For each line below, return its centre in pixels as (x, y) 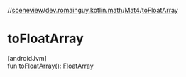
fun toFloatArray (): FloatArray (50, 66)
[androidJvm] (27, 58)
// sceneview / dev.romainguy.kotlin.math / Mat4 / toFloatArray (93, 10)
